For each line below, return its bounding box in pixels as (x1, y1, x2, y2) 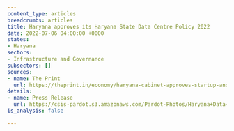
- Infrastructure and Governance (7, 56, 104, 63)
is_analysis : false (7, 107, 64, 114)
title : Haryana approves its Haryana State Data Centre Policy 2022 (7, 23, 210, 30)
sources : (7, 68, 33, 75)
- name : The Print (7, 75, 61, 82)
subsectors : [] (7, 62, 52, 69)
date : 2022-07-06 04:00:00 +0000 (7, 29, 104, 37)
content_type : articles (7, 10, 77, 17)
